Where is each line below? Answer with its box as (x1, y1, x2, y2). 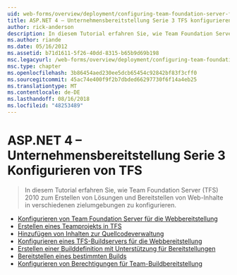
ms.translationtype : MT (7, 82, 78, 90)
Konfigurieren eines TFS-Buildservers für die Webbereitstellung (17, 237, 202, 245)
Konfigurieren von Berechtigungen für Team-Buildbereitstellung (17, 259, 203, 268)
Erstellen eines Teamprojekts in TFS (17, 221, 122, 230)
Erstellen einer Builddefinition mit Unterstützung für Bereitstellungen (17, 244, 216, 252)
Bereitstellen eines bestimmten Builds (17, 252, 127, 260)
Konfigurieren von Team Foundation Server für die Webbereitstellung (17, 214, 219, 223)
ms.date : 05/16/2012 (7, 43, 68, 50)
